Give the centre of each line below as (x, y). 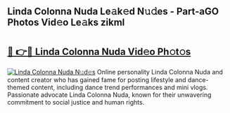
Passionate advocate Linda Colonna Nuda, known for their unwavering (109, 95)
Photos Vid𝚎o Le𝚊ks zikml (66, 23)
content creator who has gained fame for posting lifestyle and (97, 80)
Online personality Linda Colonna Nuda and (160, 72)
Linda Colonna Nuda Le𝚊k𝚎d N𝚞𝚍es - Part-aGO (113, 12)
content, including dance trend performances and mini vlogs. (119, 87)
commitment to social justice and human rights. (76, 102)
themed (19, 87)
